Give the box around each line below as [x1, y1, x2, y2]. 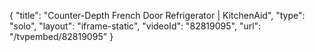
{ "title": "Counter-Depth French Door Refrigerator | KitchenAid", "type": [9, 10, 306, 21]
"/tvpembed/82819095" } [9, 31, 114, 42]
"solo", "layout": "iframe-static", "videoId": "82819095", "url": [9, 20, 262, 32]
